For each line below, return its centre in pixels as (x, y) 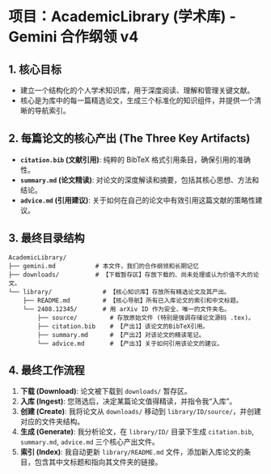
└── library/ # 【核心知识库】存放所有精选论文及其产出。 (119, 292)
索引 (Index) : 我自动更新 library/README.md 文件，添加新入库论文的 (132, 452)
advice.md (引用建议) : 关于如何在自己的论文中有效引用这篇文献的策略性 (138, 200)
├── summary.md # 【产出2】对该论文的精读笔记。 (121, 335)
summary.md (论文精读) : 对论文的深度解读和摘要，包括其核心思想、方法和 (140, 180)
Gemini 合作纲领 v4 (74, 37)
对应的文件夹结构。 (52, 421)
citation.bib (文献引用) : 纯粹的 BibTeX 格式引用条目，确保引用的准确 (135, 160)
